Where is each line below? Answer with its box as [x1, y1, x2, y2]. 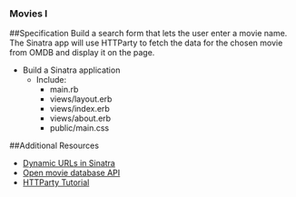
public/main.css [49, 123, 110, 133]
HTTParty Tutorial [22, 177, 90, 188]
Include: [35, 74, 67, 85]
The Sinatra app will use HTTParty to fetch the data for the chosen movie [9, 37, 283, 48]
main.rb [49, 84, 79, 95]
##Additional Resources [9, 140, 100, 152]
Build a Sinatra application [22, 64, 121, 75]
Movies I [9, 7, 48, 20]
